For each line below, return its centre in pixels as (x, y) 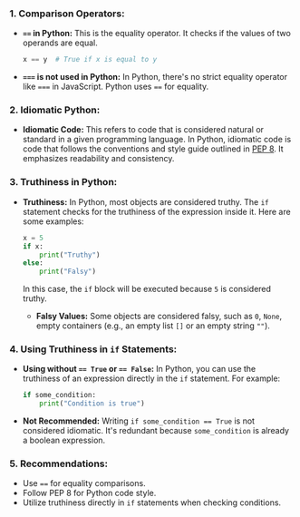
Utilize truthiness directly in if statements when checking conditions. (152, 502)
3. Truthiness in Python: (63, 182)
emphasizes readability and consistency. (98, 159)
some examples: (53, 221)
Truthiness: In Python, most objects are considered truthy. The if (145, 201)
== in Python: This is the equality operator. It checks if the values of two (157, 34)
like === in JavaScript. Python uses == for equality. (116, 87)
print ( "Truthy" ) (70, 255)
